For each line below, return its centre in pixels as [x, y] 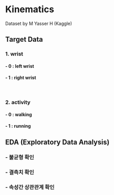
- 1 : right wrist [21, 78]
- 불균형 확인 [20, 157]
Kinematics [30, 9]
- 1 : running [18, 126]
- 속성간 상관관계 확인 [30, 187]
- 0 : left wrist [20, 66]
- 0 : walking [18, 114]
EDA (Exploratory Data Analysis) [58, 142]
